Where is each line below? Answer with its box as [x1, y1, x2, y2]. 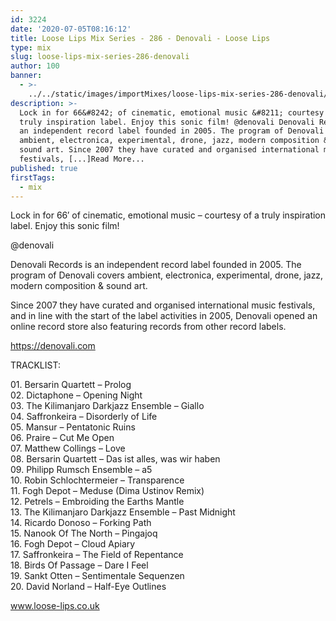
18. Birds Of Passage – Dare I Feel [10, 559, 149, 571]
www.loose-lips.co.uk [10, 600, 100, 612]
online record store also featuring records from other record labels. [10, 321, 287, 333]
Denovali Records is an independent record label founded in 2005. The [10, 259, 302, 271]
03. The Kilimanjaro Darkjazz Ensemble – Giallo [10, 400, 205, 412]
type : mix [10, 42, 52, 53]
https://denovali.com [10, 340, 96, 352]
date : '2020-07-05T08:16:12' [10, 24, 132, 34]
